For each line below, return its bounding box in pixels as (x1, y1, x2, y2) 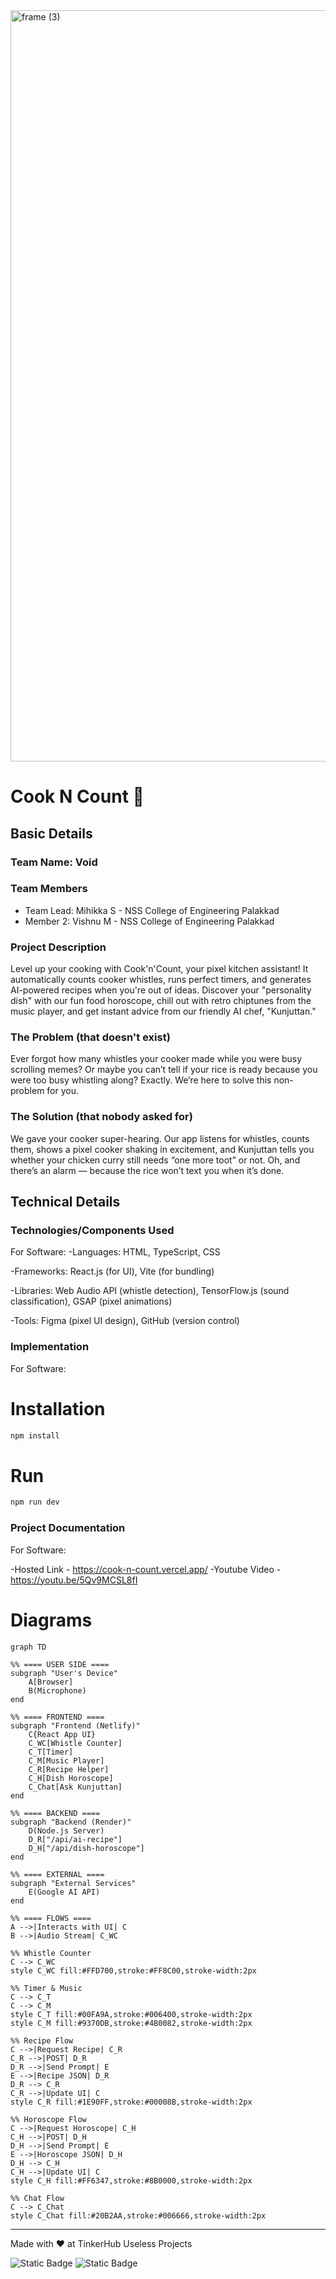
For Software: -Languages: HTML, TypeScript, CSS (10, 1246, 221, 1258)
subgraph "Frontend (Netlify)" (10, 1720, 141, 1731)
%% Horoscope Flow (10, 2114, 87, 2124)
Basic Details (10, 825, 93, 842)
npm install (10, 1430, 60, 1441)
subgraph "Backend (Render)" (10, 1817, 132, 1827)
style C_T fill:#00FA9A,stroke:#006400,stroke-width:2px (10, 2009, 253, 2019)
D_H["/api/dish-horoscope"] (28, 1843, 145, 1853)
